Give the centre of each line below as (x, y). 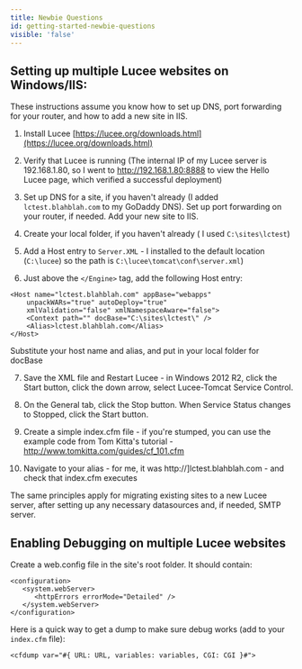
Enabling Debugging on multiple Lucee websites (148, 542)
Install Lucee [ (49, 134)
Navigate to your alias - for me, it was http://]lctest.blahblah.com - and (154, 468)
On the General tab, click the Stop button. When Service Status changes (157, 405)
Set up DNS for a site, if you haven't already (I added (121, 197)
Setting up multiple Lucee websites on (120, 71)
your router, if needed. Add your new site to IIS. (111, 216)
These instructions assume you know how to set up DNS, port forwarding (146, 107)
